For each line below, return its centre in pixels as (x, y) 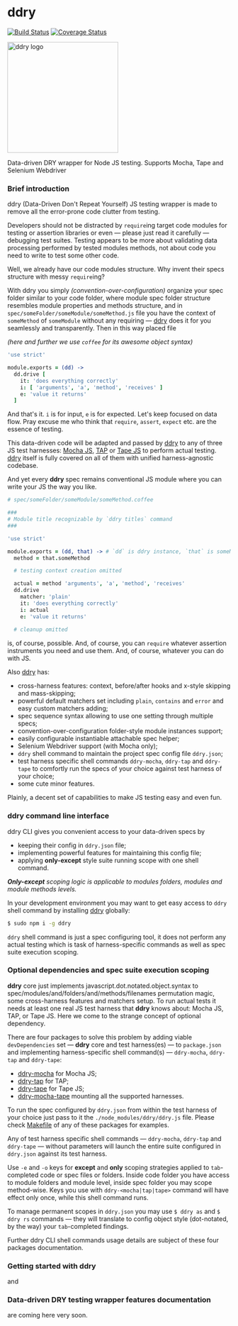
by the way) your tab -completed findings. (68, 1226)
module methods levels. (42, 889)
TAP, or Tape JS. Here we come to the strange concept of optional (104, 1015)
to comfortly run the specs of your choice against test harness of (127, 769)
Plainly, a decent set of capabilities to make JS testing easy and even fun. (115, 798)
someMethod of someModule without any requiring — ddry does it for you (109, 321)
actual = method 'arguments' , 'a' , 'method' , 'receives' (100, 584)
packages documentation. (45, 1247)
